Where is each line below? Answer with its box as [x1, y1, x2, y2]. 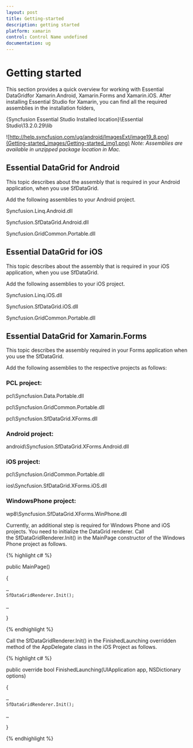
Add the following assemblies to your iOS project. [6, 280, 125, 287]
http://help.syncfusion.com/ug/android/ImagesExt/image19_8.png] [9, 133, 170, 140]
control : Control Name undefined [6, 34, 88, 40]
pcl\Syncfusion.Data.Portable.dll [6, 392, 84, 399]
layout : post [6, 9, 38, 15]
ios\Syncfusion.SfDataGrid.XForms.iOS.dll [6, 482, 107, 489]
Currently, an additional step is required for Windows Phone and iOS [6, 522, 171, 529]
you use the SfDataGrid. [6, 353, 64, 360]
